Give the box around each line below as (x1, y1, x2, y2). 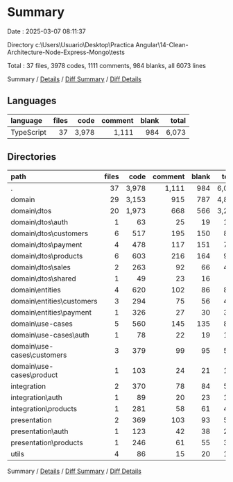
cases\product (10, 369, 58, 379)
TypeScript (10, 127, 46, 137)
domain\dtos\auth (10, 217, 68, 226)
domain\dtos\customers (10, 228, 89, 238)
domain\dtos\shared (10, 274, 76, 283)
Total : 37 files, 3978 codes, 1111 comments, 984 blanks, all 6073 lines (7, 61, 207, 69)
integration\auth (10, 392, 62, 402)
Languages (7, 95, 57, 107)
